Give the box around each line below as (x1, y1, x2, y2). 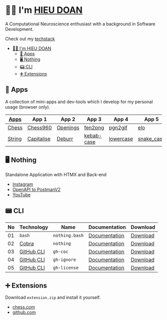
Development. (5, 26, 34, 32)
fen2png (84, 124, 104, 131)
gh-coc (53, 249, 69, 255)
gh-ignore (53, 257, 76, 262)
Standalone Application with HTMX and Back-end (5, 171, 107, 178)
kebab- (84, 132, 102, 139)
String (7, 135, 22, 142)
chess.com (12, 304, 35, 310)
